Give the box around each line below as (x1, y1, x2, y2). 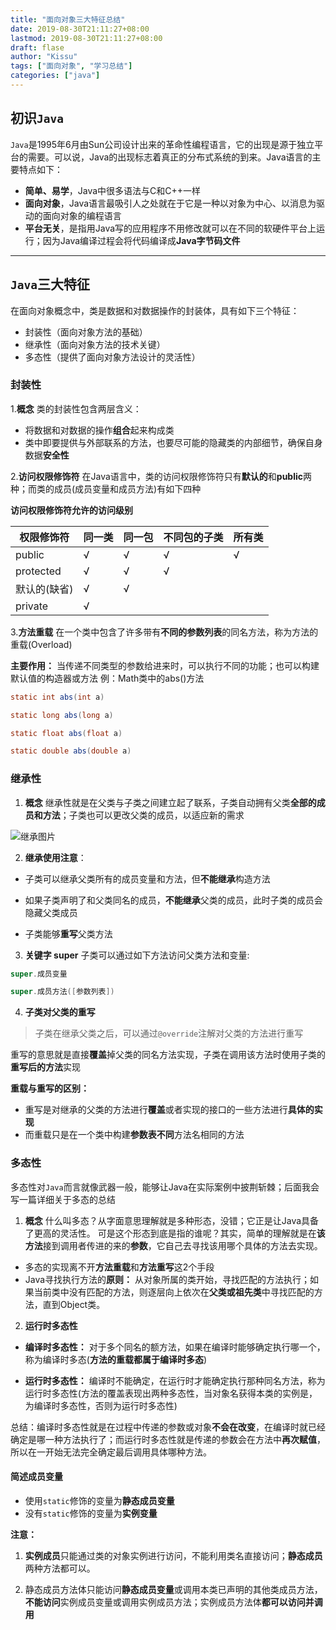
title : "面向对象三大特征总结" (10, 14, 126, 25)
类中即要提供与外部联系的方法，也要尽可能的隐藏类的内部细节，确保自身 (24, 436, 323, 448)
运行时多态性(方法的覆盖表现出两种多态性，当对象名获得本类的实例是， (24, 1387, 318, 1399)
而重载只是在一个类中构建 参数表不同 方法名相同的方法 (24, 1129, 245, 1141)
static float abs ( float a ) (10, 728, 123, 738)
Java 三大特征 (10, 276, 90, 293)
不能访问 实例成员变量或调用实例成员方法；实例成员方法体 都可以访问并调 (24, 1596, 323, 1608)
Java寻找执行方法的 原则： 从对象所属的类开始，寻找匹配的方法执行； (24, 1273, 311, 1285)
